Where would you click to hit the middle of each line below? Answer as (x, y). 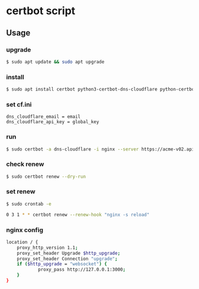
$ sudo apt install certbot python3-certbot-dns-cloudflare (82, 89)
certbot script (41, 11)
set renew (21, 192)
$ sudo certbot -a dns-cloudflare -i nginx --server (73, 149)
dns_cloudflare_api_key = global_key (53, 122)
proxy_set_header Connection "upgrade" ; (67, 259)
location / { (22, 242)
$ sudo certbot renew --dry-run (46, 176)
